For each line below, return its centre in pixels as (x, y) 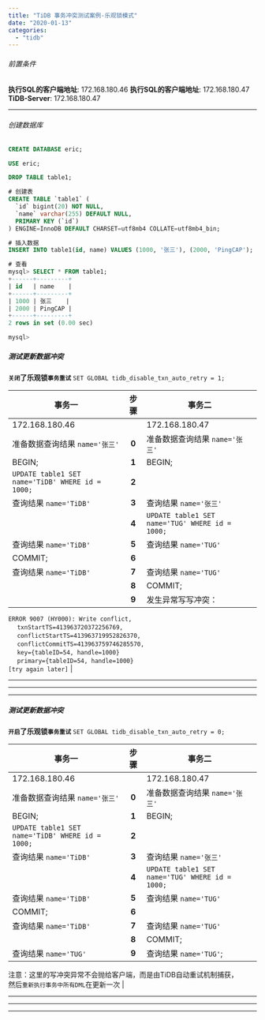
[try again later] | (41, 669)
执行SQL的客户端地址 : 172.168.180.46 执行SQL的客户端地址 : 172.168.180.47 (129, 90)
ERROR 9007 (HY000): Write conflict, (70, 619)
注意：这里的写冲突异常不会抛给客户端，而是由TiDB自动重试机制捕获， (123, 974)
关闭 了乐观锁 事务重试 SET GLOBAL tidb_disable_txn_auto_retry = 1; (117, 377)
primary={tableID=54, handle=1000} (75, 661)
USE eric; (24, 163)
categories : (28, 30)
